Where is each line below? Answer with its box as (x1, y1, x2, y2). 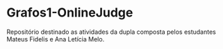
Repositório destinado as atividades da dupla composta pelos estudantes (6, 28, 216, 36)
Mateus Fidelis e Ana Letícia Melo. (6, 35, 105, 43)
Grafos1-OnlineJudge (6, 5, 133, 21)
